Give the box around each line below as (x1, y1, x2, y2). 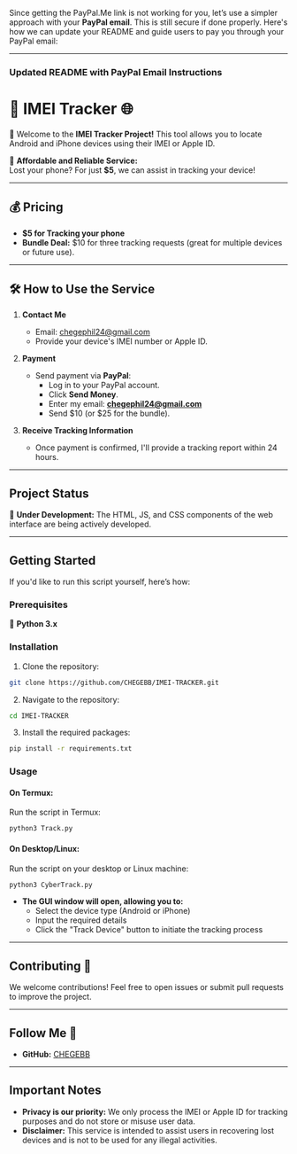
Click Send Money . (48, 389, 119, 400)
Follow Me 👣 (9, 1025, 78, 1041)
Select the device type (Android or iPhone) (34, 906, 191, 916)
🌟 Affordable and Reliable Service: (9, 155, 139, 166)
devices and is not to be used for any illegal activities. (21, 1135, 218, 1145)
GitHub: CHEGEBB (21, 1049, 91, 1060)
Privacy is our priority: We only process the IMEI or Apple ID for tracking (21, 1106, 288, 1117)
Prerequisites (9, 598, 68, 611)
